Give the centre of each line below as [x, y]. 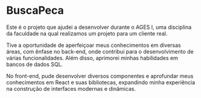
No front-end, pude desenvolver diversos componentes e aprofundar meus [100, 76]
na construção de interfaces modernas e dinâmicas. [71, 88]
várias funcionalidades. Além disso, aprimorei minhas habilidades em [92, 58]
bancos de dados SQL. [35, 64]
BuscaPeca [35, 11]
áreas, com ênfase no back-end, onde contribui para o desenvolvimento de [100, 51]
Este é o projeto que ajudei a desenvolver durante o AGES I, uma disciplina [99, 27]
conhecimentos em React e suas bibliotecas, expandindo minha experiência [101, 82]
